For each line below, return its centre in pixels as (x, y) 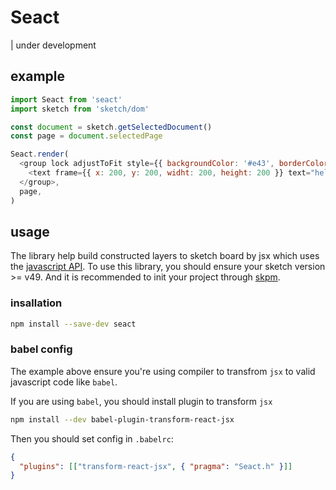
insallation (36, 303)
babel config (41, 349)
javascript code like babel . (64, 382)
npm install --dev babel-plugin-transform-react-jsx (122, 419)
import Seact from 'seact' (66, 99)
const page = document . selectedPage (86, 136)
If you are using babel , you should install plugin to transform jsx (141, 401)
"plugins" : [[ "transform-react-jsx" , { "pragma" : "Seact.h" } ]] (156, 466)
